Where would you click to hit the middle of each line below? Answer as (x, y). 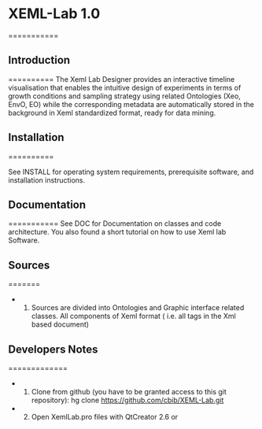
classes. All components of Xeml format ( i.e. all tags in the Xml (133, 316)
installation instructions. (47, 180)
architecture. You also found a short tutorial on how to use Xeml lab (117, 232)
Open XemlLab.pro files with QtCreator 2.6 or (105, 417)
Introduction (39, 60)
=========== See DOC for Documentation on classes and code (115, 224)
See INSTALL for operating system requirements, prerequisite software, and (131, 172)
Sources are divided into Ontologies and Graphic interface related (138, 308)
